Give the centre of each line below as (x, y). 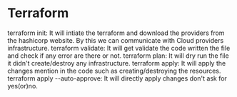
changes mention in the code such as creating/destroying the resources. (114, 71)
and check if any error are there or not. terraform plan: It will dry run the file (118, 56)
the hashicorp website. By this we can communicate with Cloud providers (116, 40)
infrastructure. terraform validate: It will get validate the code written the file (119, 48)
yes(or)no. (22, 86)
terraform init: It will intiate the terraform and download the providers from (116, 33)
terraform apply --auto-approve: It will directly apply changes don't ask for (117, 78)
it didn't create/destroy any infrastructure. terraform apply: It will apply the (117, 63)
